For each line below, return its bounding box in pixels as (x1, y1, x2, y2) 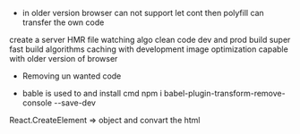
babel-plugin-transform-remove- (164, 88, 286, 98)
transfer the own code (21, 17, 105, 28)
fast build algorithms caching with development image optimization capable (9, 44, 288, 54)
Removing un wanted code (21, 71, 122, 81)
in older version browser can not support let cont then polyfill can (21, 8, 264, 18)
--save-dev (53, 97, 97, 108)
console (21, 97, 52, 108)
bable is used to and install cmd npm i (21, 88, 163, 98)
